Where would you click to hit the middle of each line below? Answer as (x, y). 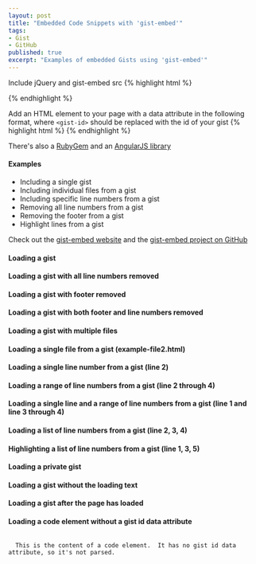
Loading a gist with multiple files (63, 331)
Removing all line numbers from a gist (81, 207)
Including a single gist (56, 182)
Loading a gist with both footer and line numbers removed (106, 312)
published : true (35, 53)
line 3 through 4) (37, 412)
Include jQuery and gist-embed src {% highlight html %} (100, 82)
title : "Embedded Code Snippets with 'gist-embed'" (95, 23)
